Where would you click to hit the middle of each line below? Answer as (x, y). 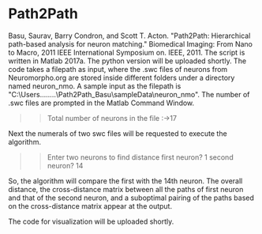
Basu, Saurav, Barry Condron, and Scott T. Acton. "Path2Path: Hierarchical (129, 36)
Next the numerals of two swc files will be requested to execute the (118, 133)
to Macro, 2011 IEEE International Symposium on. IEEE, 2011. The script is (127, 52)
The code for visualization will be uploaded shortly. (91, 221)
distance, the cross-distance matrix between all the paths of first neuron (126, 189)
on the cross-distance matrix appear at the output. (90, 206)
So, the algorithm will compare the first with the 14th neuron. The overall (125, 181)
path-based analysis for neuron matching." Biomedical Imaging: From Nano (131, 43)
